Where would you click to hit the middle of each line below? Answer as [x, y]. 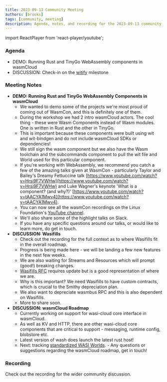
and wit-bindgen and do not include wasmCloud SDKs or [78, 138]
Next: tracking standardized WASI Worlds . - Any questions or [83, 345]
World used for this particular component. [63, 160]
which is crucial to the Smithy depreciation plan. [69, 287]
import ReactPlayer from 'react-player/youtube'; [54, 38]
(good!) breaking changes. [47, 265]
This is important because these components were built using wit [87, 133]
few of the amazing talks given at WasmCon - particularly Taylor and [90, 170]
